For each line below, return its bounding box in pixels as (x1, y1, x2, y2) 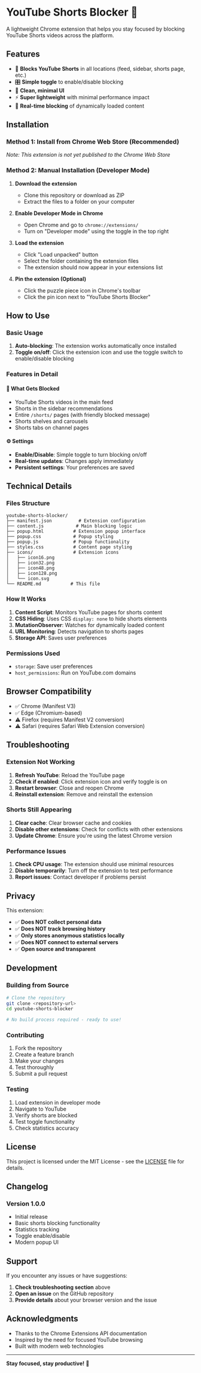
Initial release (14, 1213, 48, 1220)
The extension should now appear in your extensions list (23, 264, 163, 271)
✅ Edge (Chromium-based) (14, 709, 83, 717)
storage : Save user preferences (14, 663, 93, 670)
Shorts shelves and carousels (14, 417, 88, 425)
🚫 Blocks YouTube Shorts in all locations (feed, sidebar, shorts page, (14, 65, 185, 72)
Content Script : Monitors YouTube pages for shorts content (14, 608, 163, 616)
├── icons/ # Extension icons (6, 550, 119, 556)
